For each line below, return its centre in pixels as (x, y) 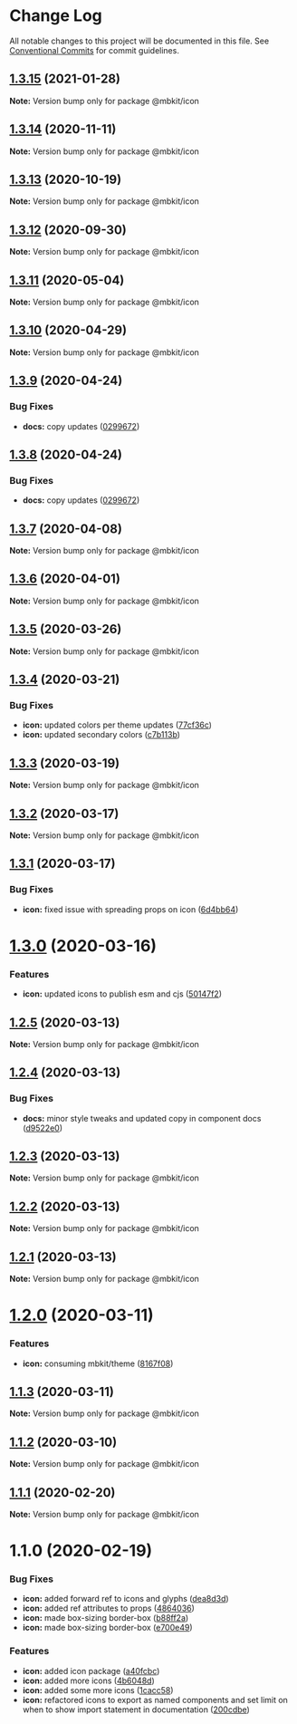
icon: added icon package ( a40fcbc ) (91, 1671)
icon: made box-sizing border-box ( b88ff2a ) (105, 1618)
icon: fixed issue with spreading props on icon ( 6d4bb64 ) (130, 909)
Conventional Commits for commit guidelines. (94, 50)
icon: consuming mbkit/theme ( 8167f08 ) (98, 1363)
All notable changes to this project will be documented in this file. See (139, 41)
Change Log (56, 16)
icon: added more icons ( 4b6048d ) (89, 1681)
